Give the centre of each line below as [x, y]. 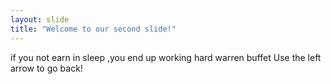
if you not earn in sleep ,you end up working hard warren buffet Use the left [166, 57]
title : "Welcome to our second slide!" [93, 29]
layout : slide [40, 19]
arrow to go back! [46, 68]
